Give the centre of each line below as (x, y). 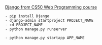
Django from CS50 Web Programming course (51, 7)
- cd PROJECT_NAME (24, 25)
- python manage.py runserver (36, 29)
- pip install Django (27, 16)
